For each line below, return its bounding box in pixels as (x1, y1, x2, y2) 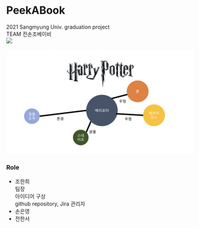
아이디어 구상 (14, 192, 46, 200)
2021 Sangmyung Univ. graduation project (6, 23, 110, 30)
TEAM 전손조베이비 (6, 30, 52, 38)
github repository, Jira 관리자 (14, 200, 85, 207)
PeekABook (6, 4, 66, 17)
